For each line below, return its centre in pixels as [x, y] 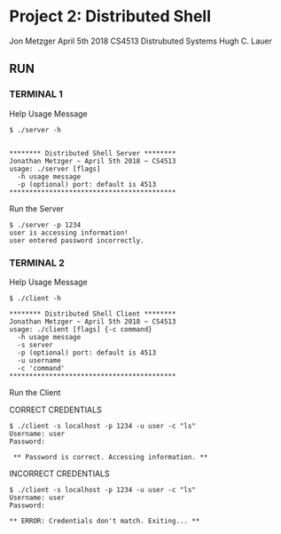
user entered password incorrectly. [77, 240]
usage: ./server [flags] [55, 169]
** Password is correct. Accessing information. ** [110, 457]
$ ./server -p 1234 [45, 225]
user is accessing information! [69, 233]
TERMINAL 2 [37, 262]
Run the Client [35, 392]
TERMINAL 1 [36, 94]
